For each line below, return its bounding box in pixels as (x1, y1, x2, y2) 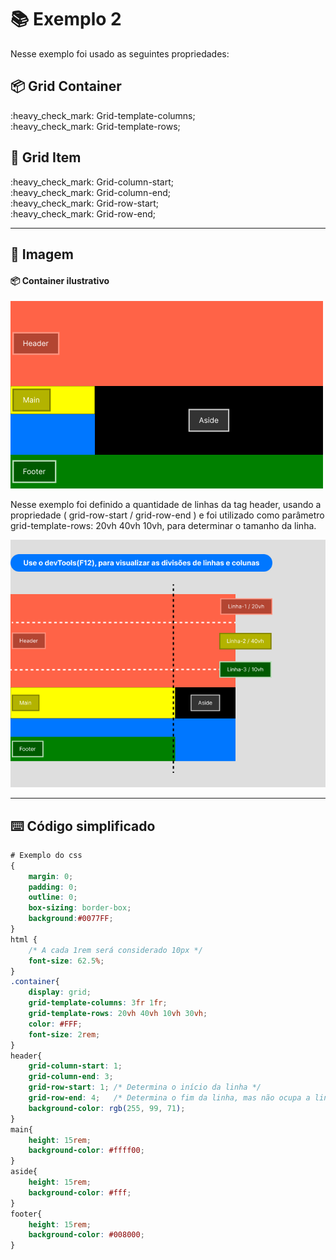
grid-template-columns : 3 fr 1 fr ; (28, 998, 168, 1008)
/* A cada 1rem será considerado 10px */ (28, 945, 203, 955)
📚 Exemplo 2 (10, 8, 122, 31)
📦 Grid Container (10, 78, 122, 95)
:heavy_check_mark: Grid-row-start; (10, 197, 160, 209)
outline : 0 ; (28, 892, 78, 903)
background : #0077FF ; (28, 914, 114, 924)
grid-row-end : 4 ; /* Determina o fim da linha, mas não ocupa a (28, 1093, 311, 1103)
